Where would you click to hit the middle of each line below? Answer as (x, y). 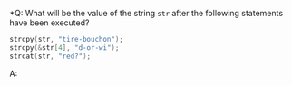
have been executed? (49, 23)
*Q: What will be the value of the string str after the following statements (146, 13)
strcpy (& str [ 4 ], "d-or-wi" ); (64, 48)
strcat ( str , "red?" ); (50, 56)
